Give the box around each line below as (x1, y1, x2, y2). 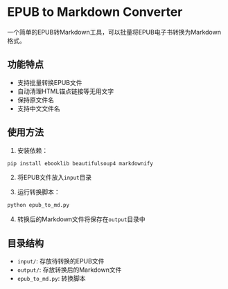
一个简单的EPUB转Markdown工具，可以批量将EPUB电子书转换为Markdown (7, 28, 222, 36)
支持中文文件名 (17, 104, 60, 113)
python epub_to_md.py (7, 202, 70, 209)
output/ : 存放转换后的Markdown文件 (17, 265, 122, 274)
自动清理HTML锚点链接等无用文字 (17, 87, 114, 95)
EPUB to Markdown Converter (7, 4, 183, 20)
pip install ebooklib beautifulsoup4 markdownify (7, 160, 154, 167)
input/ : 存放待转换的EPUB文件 (17, 257, 105, 265)
